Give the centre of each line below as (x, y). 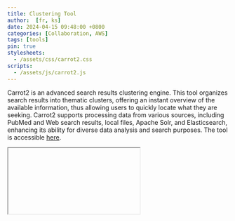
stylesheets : (26, 53)
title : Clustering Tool (42, 14)
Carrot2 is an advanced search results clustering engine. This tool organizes (117, 93)
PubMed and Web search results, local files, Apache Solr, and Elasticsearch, (117, 122)
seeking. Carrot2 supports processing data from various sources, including (116, 115)
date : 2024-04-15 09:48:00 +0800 (56, 27)
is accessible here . (34, 137)
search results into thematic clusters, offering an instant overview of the (111, 100)
